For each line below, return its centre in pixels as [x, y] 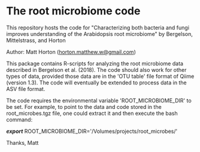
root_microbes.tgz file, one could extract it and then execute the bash [92, 113]
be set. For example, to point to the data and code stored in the [84, 107]
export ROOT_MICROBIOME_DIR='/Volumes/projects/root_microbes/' [92, 131]
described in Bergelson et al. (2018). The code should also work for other [96, 69]
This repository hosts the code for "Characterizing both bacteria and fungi [98, 28]
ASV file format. [26, 89]
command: [19, 119]
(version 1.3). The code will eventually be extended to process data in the [96, 83]
